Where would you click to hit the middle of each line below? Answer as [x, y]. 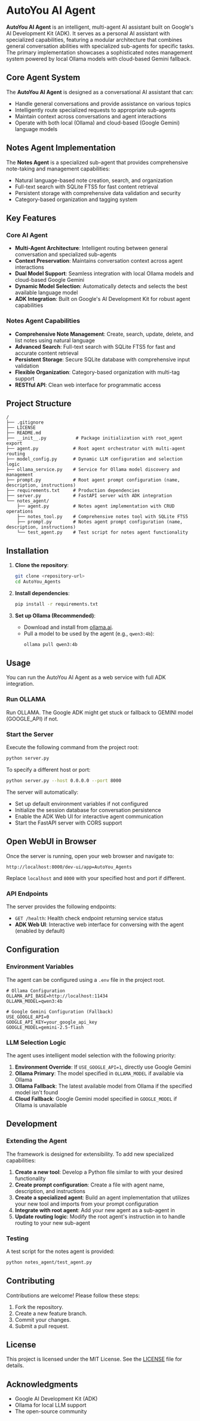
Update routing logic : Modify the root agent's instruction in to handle [100, 1216]
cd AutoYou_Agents [38, 582]
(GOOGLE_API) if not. [32, 719]
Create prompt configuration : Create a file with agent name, [90, 1185]
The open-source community [51, 1411]
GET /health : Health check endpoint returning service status [89, 918]
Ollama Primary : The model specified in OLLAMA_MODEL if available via [99, 1073]
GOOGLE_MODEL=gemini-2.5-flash [45, 1027]
